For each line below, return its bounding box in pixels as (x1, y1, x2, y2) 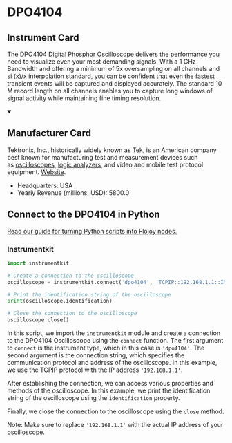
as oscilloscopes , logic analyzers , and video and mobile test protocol (7, 160, 204, 169)
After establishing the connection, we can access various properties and (7, 379, 214, 388)
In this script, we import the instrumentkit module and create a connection (7, 329, 221, 337)
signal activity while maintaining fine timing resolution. (7, 94, 162, 102)
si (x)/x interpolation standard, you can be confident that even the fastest (7, 72, 215, 80)
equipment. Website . (7, 167, 66, 176)
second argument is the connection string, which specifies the (7, 351, 185, 359)
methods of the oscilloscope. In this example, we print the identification (7, 386, 211, 395)
